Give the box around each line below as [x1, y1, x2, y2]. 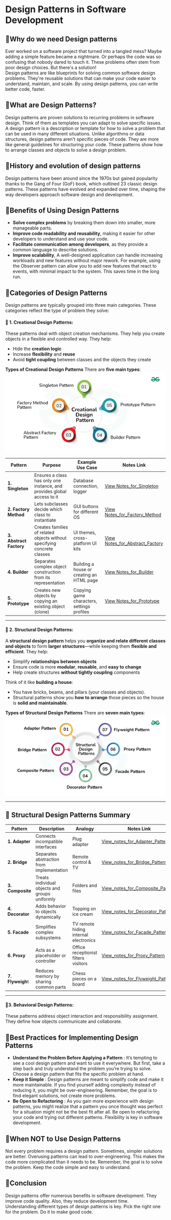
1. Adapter [7, 838, 31, 844]
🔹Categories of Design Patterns [5, 288, 108, 297]
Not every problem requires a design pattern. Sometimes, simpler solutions [5, 1148, 163, 1154]
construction [34, 569, 61, 575]
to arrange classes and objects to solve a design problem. [5, 147, 127, 153]
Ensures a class [34, 472, 67, 478]
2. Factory [7, 506, 30, 512]
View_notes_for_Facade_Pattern [101, 929, 169, 935]
